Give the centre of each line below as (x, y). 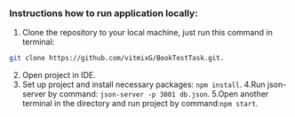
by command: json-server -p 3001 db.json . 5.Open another (158, 94)
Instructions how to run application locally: (104, 13)
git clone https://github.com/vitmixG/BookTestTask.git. (117, 58)
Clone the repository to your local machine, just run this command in (147, 33)
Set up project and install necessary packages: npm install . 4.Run (144, 85)
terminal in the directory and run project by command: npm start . (140, 104)
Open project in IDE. (59, 75)
